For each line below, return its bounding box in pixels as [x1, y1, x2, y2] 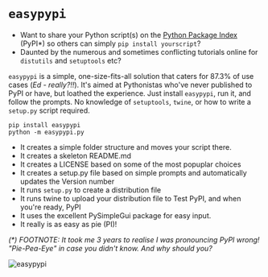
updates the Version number [19, 176, 115, 186]
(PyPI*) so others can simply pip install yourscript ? [19, 39, 201, 48]
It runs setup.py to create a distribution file [19, 184, 162, 195]
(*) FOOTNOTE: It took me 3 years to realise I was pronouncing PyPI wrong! [8, 234, 260, 244]
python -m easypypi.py [8, 128, 85, 136]
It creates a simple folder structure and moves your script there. [19, 142, 232, 151]
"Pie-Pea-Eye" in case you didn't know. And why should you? [8, 243, 213, 253]
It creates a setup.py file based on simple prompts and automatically [19, 167, 247, 177]
